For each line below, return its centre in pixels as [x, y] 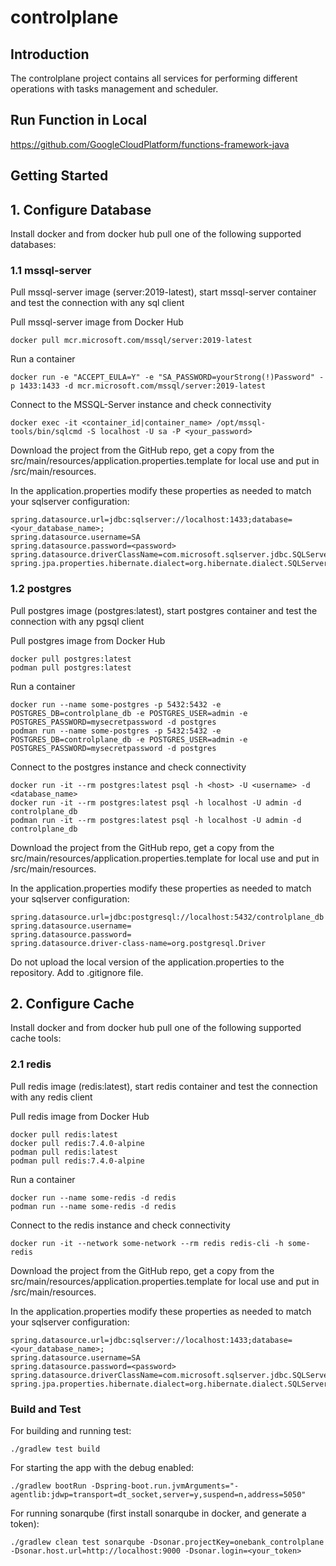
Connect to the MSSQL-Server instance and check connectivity [141, 405]
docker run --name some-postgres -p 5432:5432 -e [116, 704]
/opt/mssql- [241, 423]
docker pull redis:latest [64, 1134]
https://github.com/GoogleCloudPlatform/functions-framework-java [150, 144]
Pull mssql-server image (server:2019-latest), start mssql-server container [163, 292]
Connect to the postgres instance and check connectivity [128, 767]
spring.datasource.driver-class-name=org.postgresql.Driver [138, 943]
